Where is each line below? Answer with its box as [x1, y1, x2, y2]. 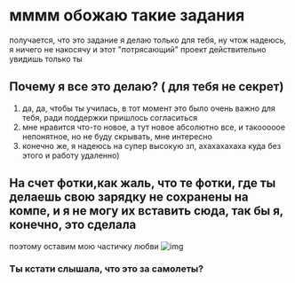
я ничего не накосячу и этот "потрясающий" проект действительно [9, 43, 267, 54]
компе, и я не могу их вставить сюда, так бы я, [9, 203, 284, 218]
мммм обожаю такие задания [9, 5, 245, 26]
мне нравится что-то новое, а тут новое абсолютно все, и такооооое [21, 122, 286, 132]
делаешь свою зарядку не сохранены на [9, 190, 249, 205]
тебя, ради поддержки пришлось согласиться [21, 112, 198, 122]
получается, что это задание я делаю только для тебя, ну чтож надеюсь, [9, 35, 287, 45]
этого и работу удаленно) [21, 150, 120, 161]
